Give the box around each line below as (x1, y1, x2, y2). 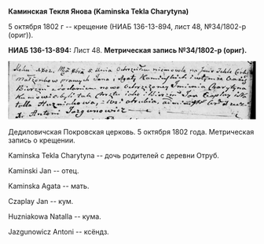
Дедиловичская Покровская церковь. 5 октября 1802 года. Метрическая (8, 128, 255, 137)
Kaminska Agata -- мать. (8, 181, 90, 191)
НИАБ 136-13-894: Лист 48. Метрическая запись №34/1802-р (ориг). (8, 46, 247, 54)
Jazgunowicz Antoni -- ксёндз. (8, 227, 110, 237)
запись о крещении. (8, 135, 76, 145)
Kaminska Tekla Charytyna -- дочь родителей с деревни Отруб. (8, 151, 220, 161)
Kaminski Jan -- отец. (8, 166, 79, 176)
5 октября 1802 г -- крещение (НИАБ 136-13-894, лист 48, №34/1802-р (8, 22, 246, 31)
